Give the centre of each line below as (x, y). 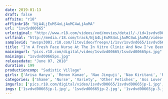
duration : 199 (20, 65)
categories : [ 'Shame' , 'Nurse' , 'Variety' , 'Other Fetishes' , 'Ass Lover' (85, 79)
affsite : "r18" (21, 19)
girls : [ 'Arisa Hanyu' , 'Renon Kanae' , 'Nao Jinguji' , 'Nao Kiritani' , (81, 75)
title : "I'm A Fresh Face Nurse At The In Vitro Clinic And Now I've (79, 47)
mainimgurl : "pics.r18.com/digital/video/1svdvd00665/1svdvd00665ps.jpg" (84, 51)
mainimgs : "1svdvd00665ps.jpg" (38, 56)
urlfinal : (15, 38)
